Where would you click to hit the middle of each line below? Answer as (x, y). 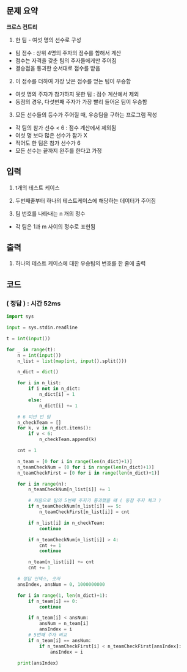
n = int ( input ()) (39, 355)
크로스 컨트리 (22, 27)
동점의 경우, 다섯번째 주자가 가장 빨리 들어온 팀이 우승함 (81, 101)
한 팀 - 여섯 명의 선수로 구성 (48, 40)
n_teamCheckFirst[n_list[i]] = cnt (84, 512)
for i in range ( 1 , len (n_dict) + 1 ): (63, 595)
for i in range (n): (42, 484)
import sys (20, 316)
